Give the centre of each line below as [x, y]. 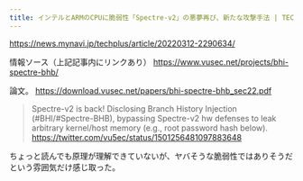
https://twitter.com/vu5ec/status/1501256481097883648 [136, 137]
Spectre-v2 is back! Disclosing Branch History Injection [134, 108]
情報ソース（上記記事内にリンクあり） [80, 62]
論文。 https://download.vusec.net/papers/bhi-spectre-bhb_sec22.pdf [141, 90]
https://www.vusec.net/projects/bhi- [221, 62]
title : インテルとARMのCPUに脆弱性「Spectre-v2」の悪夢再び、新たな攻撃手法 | [144, 18]
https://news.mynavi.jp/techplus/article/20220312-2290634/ [123, 43]
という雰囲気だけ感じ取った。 [64, 167]
